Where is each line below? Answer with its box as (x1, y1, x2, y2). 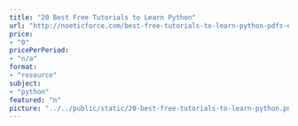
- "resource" (9, 71, 58, 80)
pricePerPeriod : (9, 46, 69, 55)
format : (9, 63, 38, 72)
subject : (9, 79, 42, 88)
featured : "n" (9, 95, 62, 105)
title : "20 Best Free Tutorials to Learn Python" (9, 12, 197, 22)
